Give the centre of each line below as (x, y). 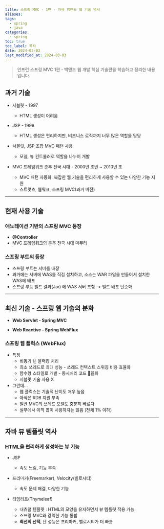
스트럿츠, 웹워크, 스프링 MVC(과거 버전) (57, 189)
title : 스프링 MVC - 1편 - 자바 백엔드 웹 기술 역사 (52, 10)
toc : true (15, 42)
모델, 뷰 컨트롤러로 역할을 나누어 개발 (55, 157)
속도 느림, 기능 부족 (38, 467)
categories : (17, 32)
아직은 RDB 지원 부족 (39, 398)
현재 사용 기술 (24, 211)
